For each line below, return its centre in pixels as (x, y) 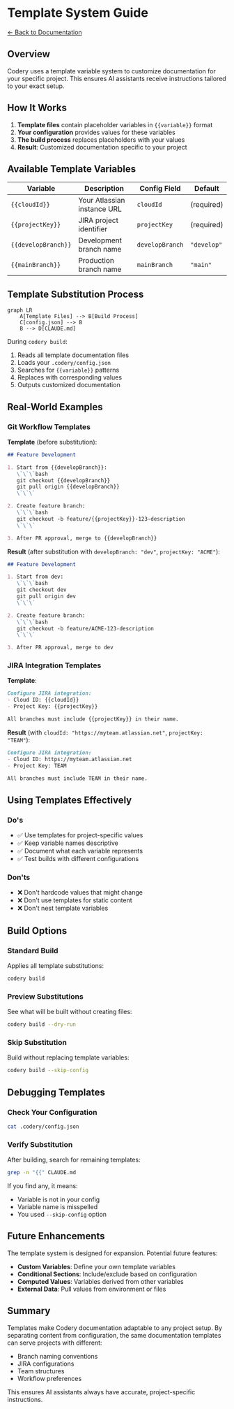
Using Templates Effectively (70, 800)
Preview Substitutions (45, 996)
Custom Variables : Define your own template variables (96, 1266)
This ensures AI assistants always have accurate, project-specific (101, 1392)
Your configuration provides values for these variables (96, 132)
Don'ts (19, 877)
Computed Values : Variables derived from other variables (100, 1281)
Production (96, 261)
